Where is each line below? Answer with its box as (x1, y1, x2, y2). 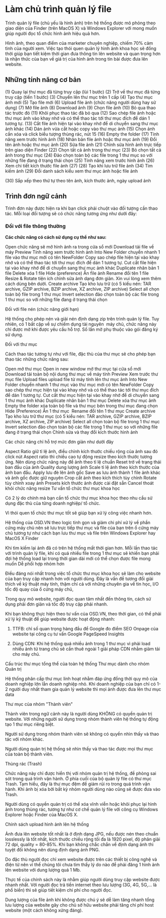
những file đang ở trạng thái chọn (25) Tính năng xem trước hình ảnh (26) (5, 157, 155, 163)
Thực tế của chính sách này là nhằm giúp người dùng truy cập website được (5, 876, 160, 882)
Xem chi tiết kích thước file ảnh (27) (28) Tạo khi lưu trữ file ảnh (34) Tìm (5, 162, 153, 168)
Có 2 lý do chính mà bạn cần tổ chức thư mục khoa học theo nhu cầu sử (5, 495, 153, 501)
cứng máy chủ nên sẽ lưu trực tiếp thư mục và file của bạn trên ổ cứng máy (5, 525, 159, 531)
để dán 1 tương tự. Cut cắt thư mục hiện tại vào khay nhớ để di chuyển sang (5, 392, 160, 398)
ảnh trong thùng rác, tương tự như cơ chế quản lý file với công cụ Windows (5, 806, 159, 812)
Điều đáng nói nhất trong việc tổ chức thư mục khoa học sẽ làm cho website (5, 570, 161, 576)
